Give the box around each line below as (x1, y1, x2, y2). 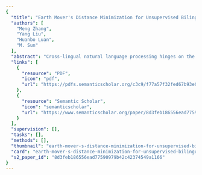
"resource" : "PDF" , (21, 70, 71, 76)
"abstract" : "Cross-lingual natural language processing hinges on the (11, 54, 195, 60)
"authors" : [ (11, 20, 44, 26)
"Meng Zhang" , (16, 25, 52, 32)
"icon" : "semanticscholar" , (21, 103, 93, 110)
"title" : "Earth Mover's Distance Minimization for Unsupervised (11, 14, 179, 20)
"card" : (11, 149, 31, 155)
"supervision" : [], (11, 126, 60, 132)
